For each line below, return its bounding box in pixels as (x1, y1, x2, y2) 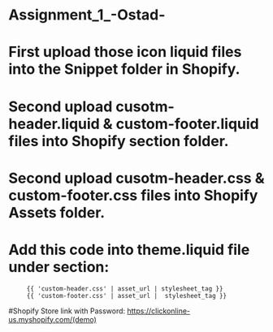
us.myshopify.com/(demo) (8, 314, 97, 324)
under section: (8, 257, 110, 276)
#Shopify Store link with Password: (8, 306, 126, 316)
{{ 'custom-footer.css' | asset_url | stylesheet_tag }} (26, 291, 227, 300)
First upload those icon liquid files (8, 43, 242, 62)
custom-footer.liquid (115, 114, 259, 133)
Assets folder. (8, 203, 106, 222)
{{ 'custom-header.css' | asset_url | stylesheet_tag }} (26, 284, 223, 293)
